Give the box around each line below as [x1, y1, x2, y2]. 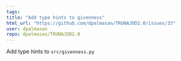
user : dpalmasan [6, 25, 48, 32]
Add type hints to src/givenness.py [6, 48, 95, 55]
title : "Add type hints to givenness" [6, 14, 105, 21]
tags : [6, 8, 20, 15]
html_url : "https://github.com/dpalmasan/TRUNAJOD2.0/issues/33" [6, 20, 176, 26]
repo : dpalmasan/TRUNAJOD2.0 [6, 31, 80, 37]
